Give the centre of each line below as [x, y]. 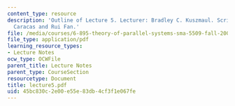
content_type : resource [42, 14]
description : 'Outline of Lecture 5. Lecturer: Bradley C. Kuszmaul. [111, 20]
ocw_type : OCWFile [34, 59]
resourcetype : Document [42, 78]
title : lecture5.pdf [37, 85]
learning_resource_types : [45, 46]
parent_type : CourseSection [48, 72]
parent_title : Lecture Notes [50, 66]
